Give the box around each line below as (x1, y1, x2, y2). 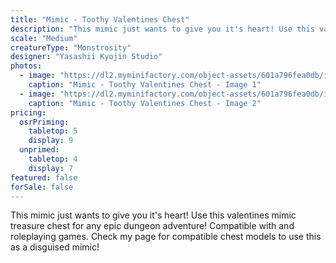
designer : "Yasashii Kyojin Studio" (10, 52, 163, 62)
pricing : (10, 107, 47, 118)
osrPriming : (19, 117, 70, 127)
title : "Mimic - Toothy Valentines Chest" (10, 14, 190, 25)
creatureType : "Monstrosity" (10, 42, 132, 53)
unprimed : (19, 145, 60, 155)
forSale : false (10, 182, 74, 192)
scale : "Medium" (10, 33, 78, 43)
